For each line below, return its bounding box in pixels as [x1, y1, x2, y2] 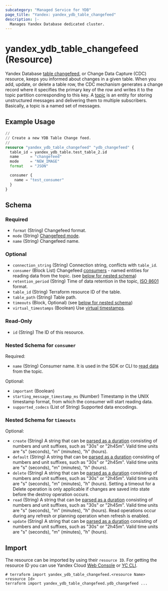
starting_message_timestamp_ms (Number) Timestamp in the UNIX [12, 393, 149, 399]
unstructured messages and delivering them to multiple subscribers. [5, 97, 147, 103]
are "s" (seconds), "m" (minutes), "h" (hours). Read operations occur [12, 508, 156, 514]
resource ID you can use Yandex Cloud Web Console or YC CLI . [5, 562, 138, 568]
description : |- [5, 17, 39, 22]
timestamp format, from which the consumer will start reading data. [12, 399, 153, 405]
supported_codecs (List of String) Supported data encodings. [12, 404, 138, 410]
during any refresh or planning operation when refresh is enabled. [12, 513, 150, 519]
